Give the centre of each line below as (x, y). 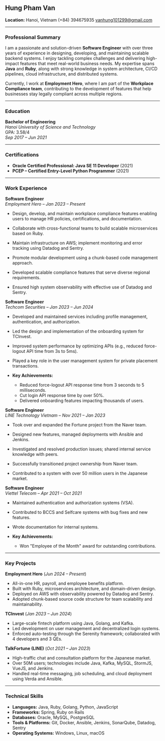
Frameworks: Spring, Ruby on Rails (48, 712)
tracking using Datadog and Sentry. (48, 248)
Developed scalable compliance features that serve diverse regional (81, 272)
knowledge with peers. (35, 454)
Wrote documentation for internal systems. (55, 527)
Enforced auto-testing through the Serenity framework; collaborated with (86, 634)
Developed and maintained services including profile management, (80, 317)
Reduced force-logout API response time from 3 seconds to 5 (82, 385)
